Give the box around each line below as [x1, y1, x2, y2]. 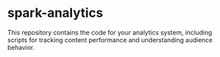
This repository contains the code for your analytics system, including [7, 28, 212, 37]
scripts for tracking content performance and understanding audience [7, 35, 213, 44]
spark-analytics [7, 5, 103, 21]
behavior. [7, 43, 35, 51]
